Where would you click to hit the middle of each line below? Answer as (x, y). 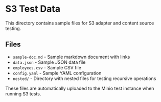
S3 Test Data (33, 9)
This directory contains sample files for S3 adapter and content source (80, 23)
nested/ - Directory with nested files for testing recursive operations (84, 78)
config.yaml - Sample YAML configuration (57, 73)
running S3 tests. (23, 94)
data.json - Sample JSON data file (49, 62)
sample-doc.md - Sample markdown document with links (71, 57)
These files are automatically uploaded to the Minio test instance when (80, 88)
